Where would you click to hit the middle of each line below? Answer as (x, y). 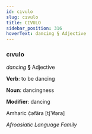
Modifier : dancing (28, 102)
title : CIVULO (24, 23)
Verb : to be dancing (31, 79)
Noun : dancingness (30, 90)
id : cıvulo (20, 12)
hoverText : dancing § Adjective (46, 34)
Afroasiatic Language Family (42, 125)
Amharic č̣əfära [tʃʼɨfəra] (36, 113)
